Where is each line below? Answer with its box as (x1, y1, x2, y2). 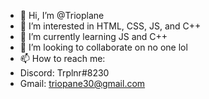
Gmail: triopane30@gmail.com (19, 78, 146, 89)
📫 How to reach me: (19, 53, 106, 64)
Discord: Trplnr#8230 (19, 67, 110, 79)
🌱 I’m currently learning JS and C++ (19, 31, 168, 42)
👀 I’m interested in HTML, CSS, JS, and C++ (19, 20, 202, 32)
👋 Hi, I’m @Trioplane (19, 10, 105, 21)
